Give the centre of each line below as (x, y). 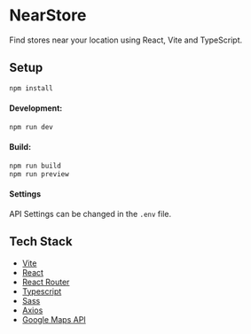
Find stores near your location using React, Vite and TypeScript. (125, 40)
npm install (31, 88)
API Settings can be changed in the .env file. (90, 214)
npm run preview (39, 174)
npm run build (35, 166)
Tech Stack (41, 241)
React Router (46, 282)
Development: (36, 108)
